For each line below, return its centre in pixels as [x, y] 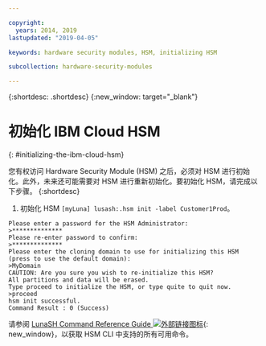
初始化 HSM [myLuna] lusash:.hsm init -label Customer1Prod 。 [127, 208]
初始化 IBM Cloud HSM [84, 132]
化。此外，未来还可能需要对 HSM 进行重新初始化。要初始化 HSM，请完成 [129, 181]
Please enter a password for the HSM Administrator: [98, 224]
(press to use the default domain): [70, 259]
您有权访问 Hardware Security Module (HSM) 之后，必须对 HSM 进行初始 [129, 171]
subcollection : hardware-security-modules [80, 67]
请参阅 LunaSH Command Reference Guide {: [108, 324]
